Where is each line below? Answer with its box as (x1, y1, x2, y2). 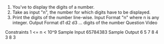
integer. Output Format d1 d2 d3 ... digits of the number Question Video (12, 20, 158, 25)
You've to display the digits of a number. (12, 4, 95, 10)
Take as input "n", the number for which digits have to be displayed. (12, 9, 151, 15)
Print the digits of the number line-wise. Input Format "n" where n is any (12, 15, 160, 20)
